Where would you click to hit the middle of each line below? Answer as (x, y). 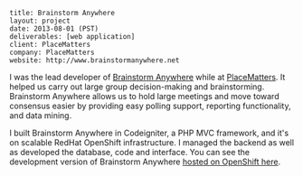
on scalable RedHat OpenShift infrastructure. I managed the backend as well (152, 143)
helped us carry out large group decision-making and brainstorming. (137, 87)
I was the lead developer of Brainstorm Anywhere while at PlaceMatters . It (147, 77)
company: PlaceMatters (52, 52)
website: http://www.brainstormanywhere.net (95, 60)
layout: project (40, 21)
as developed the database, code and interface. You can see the (130, 152)
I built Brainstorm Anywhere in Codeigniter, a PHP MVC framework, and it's (149, 133)
